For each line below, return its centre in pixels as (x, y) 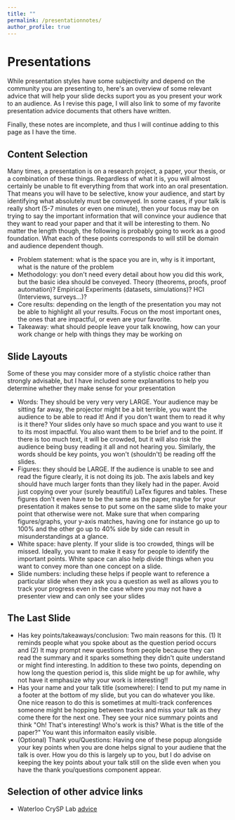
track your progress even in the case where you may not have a (109, 589)
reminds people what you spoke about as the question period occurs (117, 642)
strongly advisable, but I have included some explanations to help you (108, 380)
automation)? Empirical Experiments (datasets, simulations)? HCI (111, 290)
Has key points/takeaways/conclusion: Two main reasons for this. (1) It (119, 635)
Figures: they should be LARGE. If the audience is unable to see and (115, 469)
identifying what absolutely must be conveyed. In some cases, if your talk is (117, 201)
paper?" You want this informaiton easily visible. (87, 732)
